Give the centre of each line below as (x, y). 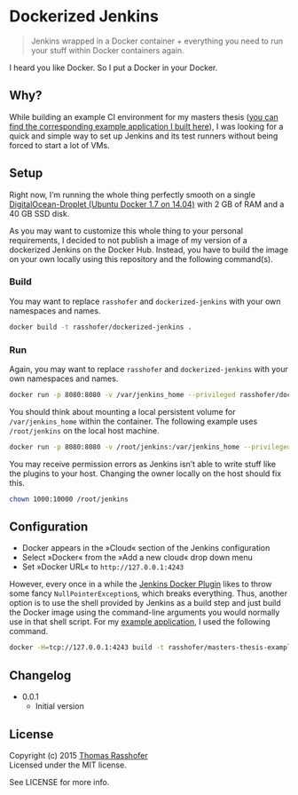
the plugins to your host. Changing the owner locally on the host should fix (145, 473)
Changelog (40, 676)
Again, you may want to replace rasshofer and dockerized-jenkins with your (149, 370)
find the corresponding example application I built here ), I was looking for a (146, 126)
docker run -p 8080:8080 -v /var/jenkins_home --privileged (123, 395)
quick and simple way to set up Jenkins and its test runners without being (144, 136)
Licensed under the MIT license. (68, 765)
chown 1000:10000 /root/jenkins (69, 499)
